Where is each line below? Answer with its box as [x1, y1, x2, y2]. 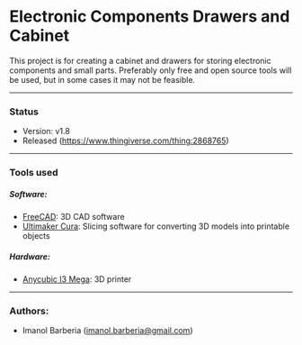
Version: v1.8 [22, 126, 70, 137]
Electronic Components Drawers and [9, 6, 290, 27]
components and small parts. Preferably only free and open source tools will [9, 65, 292, 76]
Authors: [9, 304, 49, 317]
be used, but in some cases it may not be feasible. [9, 74, 196, 85]
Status [9, 105, 39, 118]
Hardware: [9, 250, 51, 262]
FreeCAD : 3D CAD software [22, 212, 125, 222]
